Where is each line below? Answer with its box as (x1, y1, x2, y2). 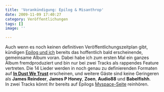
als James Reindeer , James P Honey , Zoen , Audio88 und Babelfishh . (5, 76, 151, 82)
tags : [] (5, 21, 23, 26)
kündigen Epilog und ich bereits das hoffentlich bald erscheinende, (5, 49, 143, 55)
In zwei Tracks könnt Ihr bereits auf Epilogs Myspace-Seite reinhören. (5, 81, 149, 87)
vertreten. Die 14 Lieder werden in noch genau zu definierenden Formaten (5, 65, 157, 71)
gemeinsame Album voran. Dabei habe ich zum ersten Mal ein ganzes (5, 54, 149, 60)
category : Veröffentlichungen (5, 16, 68, 21)
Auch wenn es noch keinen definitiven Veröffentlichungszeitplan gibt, (5, 44, 148, 50)
